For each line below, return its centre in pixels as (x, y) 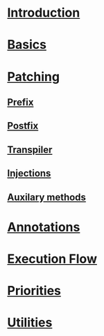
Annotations (44, 227)
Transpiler (30, 150)
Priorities (34, 291)
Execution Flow (52, 259)
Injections (29, 173)
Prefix (20, 102)
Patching (34, 76)
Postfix (23, 126)
